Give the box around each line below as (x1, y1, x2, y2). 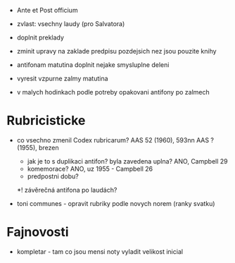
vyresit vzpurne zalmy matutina (16, 74, 108, 82)
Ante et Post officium (16, 6, 78, 14)
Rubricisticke (6, 113, 86, 129)
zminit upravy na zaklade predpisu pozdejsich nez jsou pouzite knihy (16, 47, 217, 55)
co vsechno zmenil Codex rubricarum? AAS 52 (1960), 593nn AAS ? (16, 135, 215, 144)
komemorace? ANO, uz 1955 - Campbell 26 (27, 164, 153, 173)
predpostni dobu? (27, 172, 79, 181)
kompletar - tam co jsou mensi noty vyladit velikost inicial (16, 247, 184, 256)
